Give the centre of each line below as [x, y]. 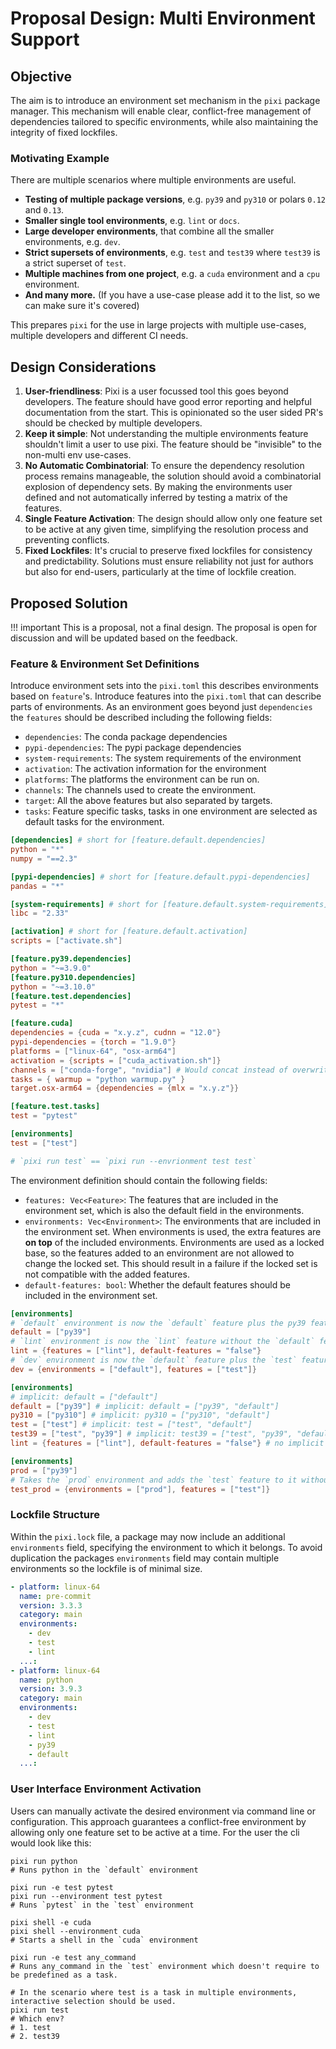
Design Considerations [83, 367]
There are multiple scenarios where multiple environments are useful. [153, 180]
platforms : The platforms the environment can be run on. [142, 779]
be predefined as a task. [64, 1975]
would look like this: [51, 1843]
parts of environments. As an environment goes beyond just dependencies [161, 707]
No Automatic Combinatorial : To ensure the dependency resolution [164, 466]
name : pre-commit [55, 1596]
